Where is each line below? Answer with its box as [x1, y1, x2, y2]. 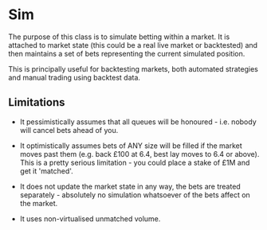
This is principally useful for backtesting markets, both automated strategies [8, 64, 259, 73]
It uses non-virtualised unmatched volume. [19, 213, 161, 224]
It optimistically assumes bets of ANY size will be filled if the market [19, 141, 243, 150]
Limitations [8, 96, 65, 109]
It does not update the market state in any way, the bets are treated [19, 181, 241, 191]
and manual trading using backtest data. [8, 72, 141, 82]
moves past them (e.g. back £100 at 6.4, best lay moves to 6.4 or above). [19, 149, 260, 158]
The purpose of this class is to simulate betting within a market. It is [8, 32, 230, 41]
